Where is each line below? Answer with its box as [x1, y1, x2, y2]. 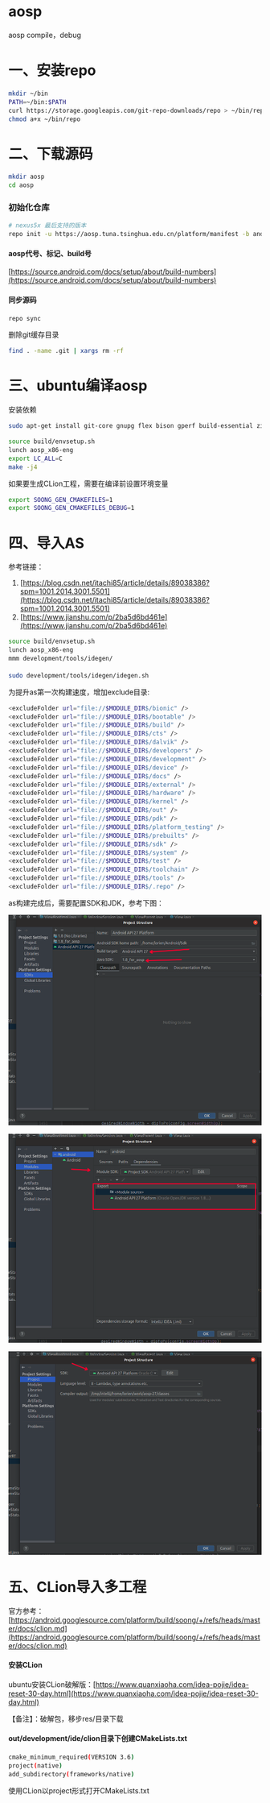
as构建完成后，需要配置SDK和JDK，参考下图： [8, 897, 165, 908]
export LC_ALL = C [8, 454, 63, 462]
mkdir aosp [8, 172, 45, 181]
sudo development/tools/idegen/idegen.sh [8, 671, 149, 679]
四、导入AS [8, 534, 84, 552]
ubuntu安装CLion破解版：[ [8, 1679, 96, 1689]
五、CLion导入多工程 [8, 1577, 147, 1596]
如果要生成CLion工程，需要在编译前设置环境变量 [8, 479, 169, 488]
